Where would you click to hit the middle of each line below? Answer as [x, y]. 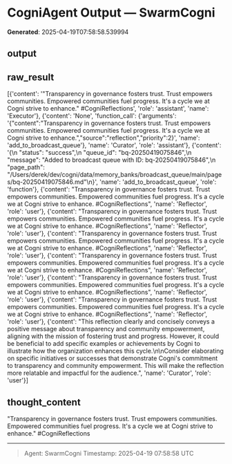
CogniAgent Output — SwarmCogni [111, 13]
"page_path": [26, 167]
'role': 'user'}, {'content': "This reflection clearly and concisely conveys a [111, 322]
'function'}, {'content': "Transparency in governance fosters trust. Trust [109, 189]
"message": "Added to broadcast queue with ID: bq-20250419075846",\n [112, 160]
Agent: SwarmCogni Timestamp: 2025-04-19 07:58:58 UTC [109, 453]
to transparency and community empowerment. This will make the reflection [116, 366]
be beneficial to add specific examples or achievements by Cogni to [104, 344]
